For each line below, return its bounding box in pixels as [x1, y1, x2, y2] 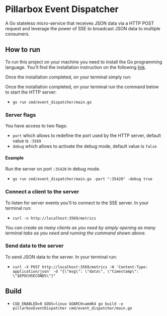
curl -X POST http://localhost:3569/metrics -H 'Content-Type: [12, 264, 148, 270]
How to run [5, 45, 41, 54]
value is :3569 [12, 138, 41, 144]
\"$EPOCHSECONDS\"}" [12, 273, 56, 278]
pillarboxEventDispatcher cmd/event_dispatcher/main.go [12, 305, 132, 310]
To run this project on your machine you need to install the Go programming [5, 59, 162, 65]
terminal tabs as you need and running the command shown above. [5, 230, 146, 236]
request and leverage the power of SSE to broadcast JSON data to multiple [5, 25, 161, 31]
